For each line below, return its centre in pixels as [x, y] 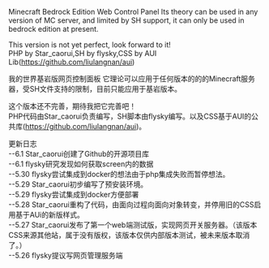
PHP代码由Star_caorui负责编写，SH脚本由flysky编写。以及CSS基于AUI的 [130, 116]
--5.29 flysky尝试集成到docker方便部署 [74, 195]
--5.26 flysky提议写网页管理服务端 [66, 255]
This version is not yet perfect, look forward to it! [90, 45]
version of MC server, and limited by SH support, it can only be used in [126, 20]
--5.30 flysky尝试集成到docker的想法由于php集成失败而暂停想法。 [119, 174]
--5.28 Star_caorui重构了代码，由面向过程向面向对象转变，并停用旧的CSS [131, 205]
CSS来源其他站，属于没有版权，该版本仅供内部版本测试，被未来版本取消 [129, 235]
